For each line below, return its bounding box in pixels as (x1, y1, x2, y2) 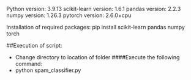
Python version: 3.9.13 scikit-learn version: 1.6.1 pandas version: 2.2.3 (6, 5, 181, 12)
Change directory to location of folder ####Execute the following (15, 54, 180, 60)
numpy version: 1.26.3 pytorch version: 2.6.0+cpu (6, 12, 132, 19)
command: (15, 60, 43, 67)
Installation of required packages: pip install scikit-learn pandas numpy (6, 24, 185, 31)
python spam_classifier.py (15, 67, 81, 74)
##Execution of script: (6, 42, 62, 49)
